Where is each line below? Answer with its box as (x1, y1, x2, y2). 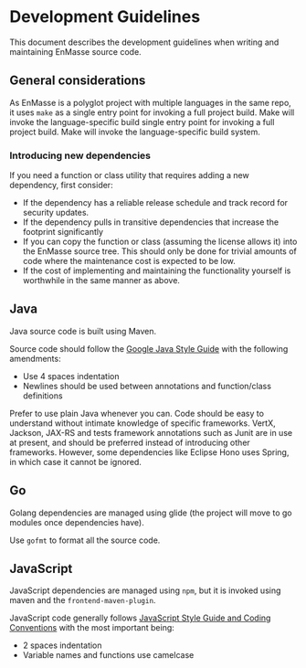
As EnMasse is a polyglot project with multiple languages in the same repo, (9, 97, 292, 108)
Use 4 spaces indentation (22, 370, 120, 381)
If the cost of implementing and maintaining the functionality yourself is (22, 265, 291, 276)
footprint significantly (22, 227, 103, 238)
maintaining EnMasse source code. (9, 46, 142, 57)
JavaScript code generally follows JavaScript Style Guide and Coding (9, 612, 271, 623)
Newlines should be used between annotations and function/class (22, 380, 272, 391)
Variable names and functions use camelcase (22, 650, 195, 661)
